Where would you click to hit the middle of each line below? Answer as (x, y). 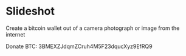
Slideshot (30, 11)
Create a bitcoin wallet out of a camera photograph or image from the (93, 28)
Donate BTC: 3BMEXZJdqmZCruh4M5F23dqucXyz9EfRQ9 (79, 46)
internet (15, 34)
